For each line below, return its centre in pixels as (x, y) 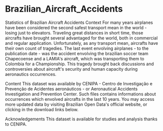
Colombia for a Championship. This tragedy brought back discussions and (80, 64)
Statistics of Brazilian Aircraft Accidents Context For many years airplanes (79, 22)
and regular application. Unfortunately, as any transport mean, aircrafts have (81, 43)
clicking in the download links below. (42, 109)
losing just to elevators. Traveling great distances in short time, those (74, 33)
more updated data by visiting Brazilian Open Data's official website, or (76, 104)
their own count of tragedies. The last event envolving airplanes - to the (77, 48)
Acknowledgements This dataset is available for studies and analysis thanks (81, 119)
